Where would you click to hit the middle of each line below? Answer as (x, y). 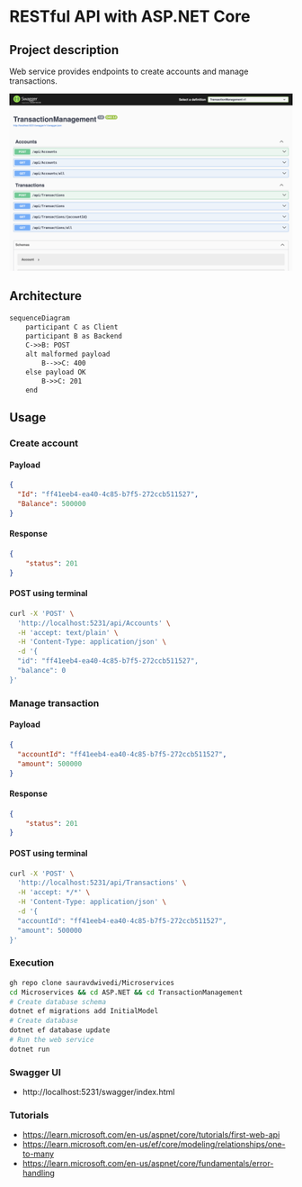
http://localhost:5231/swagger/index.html (98, 1092)
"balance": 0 (42, 671)
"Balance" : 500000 (52, 504)
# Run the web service (52, 1040)
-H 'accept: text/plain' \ (68, 632)
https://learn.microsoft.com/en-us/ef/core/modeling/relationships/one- (154, 1145)
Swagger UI (35, 1072)
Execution (32, 963)
